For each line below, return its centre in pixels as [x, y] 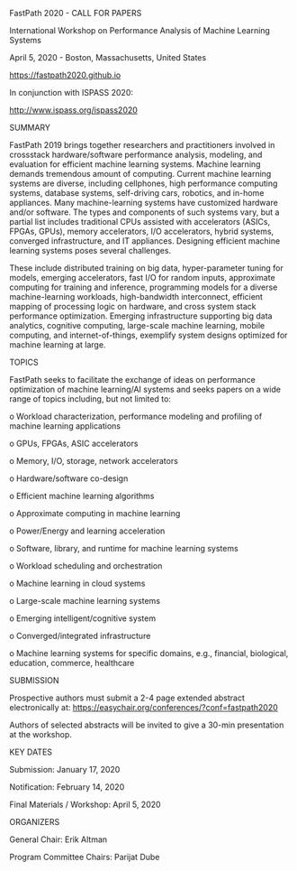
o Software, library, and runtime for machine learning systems [124, 548]
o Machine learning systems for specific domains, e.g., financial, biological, [149, 653]
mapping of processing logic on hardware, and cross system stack [133, 306]
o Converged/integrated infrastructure [80, 636]
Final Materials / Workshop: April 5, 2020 [85, 804]
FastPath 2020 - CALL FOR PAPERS [76, 13]
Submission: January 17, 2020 [65, 769]
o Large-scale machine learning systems [85, 601]
